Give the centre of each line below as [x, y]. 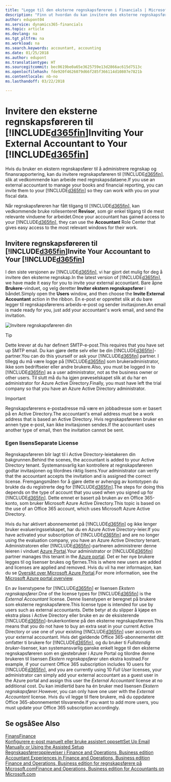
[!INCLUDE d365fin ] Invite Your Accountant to [78, 252]
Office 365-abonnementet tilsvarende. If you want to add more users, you [82, 702]
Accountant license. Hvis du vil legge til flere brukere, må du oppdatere [80, 697]
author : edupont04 [25, 19]
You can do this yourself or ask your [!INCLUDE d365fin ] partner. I [90, 356]
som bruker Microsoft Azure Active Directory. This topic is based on [90, 503]
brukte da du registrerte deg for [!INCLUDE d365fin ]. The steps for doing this [85, 487]
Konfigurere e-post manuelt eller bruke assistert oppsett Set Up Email [78, 741]
